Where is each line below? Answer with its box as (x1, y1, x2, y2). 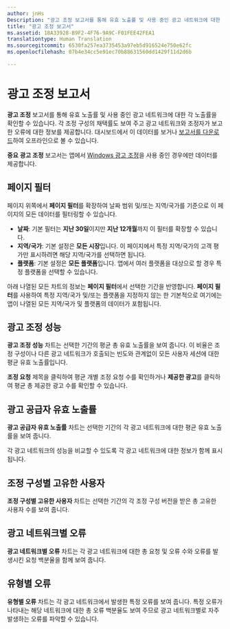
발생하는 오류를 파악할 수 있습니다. (7, 615, 99, 623)
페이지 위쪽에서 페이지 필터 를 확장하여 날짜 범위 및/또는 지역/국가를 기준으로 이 (7, 201, 216, 209)
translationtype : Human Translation (7, 36, 112, 43)
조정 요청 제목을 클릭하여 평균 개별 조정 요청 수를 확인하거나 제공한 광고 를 (7, 373, 203, 381)
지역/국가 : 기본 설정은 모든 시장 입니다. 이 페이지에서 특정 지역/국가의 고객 (16, 242, 212, 250)
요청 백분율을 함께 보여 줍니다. (25, 555, 106, 564)
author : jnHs (7, 10, 45, 17)
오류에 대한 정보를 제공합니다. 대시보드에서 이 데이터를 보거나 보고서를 (14, 127, 201, 136)
